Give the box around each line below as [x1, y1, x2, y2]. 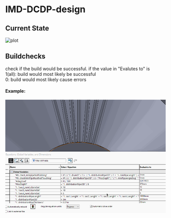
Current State [5, 24, 49, 33]
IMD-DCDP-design [5, 4, 85, 15]
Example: [5, 88, 26, 94]
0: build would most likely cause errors [5, 76, 87, 83]
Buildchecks [5, 52, 46, 61]
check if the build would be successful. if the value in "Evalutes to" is [5, 65, 150, 72]
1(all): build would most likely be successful [5, 71, 96, 77]
